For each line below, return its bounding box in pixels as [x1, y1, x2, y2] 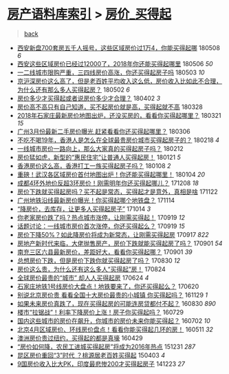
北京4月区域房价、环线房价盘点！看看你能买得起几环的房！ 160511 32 [17, 325, 213, 333]
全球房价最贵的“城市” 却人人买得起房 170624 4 [17, 273, 149, 282]
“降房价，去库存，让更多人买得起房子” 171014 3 [17, 205, 151, 213]
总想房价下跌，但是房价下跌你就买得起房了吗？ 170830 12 [17, 256, 181, 264]
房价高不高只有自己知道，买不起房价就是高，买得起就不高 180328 [17, 103, 203, 111]
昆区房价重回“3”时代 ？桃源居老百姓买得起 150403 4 [17, 351, 166, 359]
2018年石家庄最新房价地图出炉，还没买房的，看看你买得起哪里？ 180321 [17, 111, 221, 119]
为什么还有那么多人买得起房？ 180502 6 [17, 85, 131, 94]
